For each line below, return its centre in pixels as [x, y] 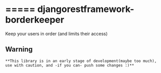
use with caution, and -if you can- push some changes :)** [70, 65]
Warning [19, 49]
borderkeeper [35, 20]
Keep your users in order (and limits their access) [57, 33]
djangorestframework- [86, 9]
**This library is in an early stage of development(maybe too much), [81, 61]
